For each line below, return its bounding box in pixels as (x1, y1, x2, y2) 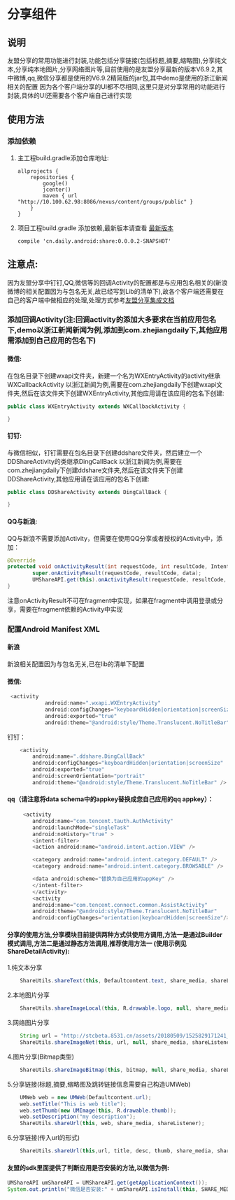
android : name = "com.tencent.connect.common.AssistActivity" (32, 901, 208, 908)
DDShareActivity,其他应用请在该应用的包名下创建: (7, 474, 150, 483)
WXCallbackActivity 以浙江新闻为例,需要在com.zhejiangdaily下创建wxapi (7, 380, 217, 388)
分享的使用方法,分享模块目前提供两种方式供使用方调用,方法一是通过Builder (7, 930, 222, 938)
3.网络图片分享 (7, 1019, 50, 1027)
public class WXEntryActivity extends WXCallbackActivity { (7, 403, 187, 410)
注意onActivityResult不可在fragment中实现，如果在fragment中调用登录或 (7, 596, 218, 605)
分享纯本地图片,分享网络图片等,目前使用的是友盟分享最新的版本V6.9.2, (15, 65, 217, 73)
